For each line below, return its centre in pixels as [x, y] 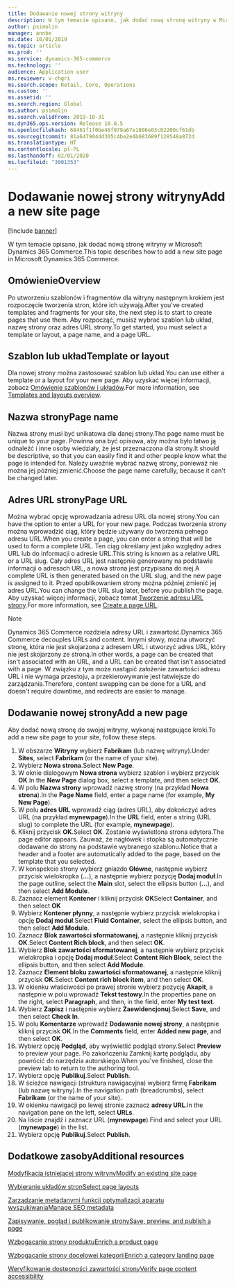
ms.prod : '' [25, 53]
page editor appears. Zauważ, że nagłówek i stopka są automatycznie [118, 839]
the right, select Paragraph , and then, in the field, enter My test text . [116, 1001]
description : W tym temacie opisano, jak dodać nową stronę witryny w [112, 20]
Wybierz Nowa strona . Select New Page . [76, 765]
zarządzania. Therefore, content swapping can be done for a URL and [107, 683]
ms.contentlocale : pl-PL [44, 149]
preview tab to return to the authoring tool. [78, 1068]
